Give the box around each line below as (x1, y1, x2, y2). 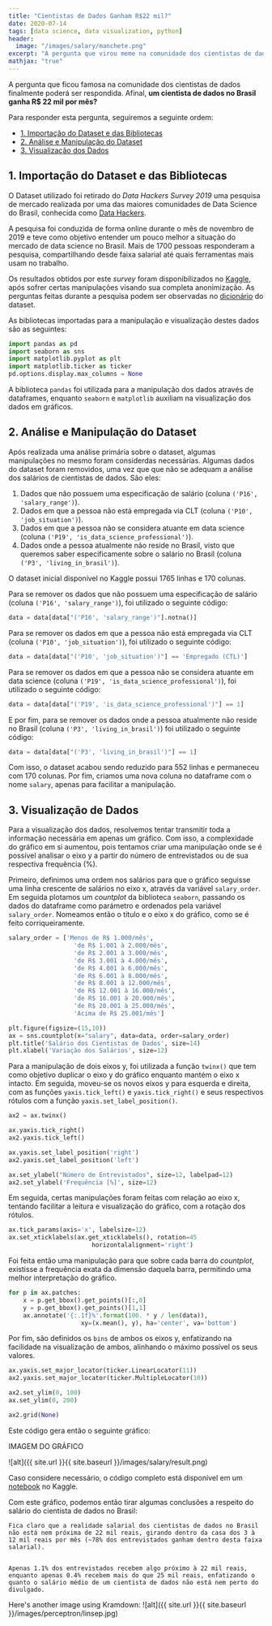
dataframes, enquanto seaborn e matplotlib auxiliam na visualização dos (8, 393, 251, 403)
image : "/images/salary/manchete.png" (15, 42, 147, 50)
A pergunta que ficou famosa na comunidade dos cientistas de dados (8, 79, 241, 89)
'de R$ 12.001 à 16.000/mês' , (73, 987, 176, 995)
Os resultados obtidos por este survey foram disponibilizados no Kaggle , (8, 274, 251, 283)
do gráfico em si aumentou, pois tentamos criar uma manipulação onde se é (8, 842, 262, 852)
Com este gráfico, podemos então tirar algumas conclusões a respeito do (8, 1497, 254, 1507)
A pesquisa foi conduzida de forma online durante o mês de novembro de (8, 223, 254, 233)
